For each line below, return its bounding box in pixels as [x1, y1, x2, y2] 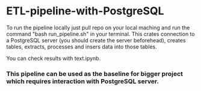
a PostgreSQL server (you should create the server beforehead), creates [6, 37, 186, 44]
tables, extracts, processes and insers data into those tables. [6, 43, 158, 50]
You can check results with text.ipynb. [6, 54, 101, 62]
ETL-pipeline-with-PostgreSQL [6, 4, 164, 18]
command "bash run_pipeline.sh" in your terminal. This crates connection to [6, 30, 195, 37]
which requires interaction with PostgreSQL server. [6, 77, 159, 85]
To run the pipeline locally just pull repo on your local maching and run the [6, 24, 190, 31]
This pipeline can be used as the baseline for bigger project [6, 69, 184, 78]
